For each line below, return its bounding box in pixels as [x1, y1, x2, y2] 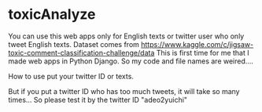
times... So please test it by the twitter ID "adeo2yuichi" [8, 95, 187, 104]
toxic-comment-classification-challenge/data [8, 48, 155, 57]
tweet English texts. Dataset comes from [8, 39, 140, 49]
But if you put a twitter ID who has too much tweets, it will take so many [8, 86, 240, 96]
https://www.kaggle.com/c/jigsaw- [141, 39, 254, 49]
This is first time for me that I [156, 48, 249, 57]
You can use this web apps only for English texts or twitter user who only [8, 31, 245, 41]
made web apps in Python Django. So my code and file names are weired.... [8, 56, 254, 66]
